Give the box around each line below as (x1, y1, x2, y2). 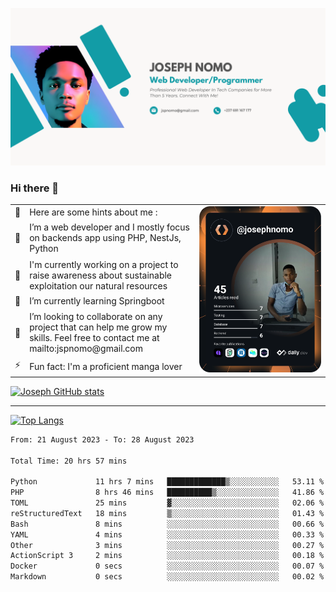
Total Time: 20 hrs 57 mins (10, 456, 128, 466)
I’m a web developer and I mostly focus (29, 221, 190, 233)
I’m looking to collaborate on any (29, 311, 163, 323)
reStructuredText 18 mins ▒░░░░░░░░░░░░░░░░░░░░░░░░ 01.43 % (10, 508, 325, 518)
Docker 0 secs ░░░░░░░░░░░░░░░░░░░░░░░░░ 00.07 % (10, 561, 325, 572)
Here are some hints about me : (29, 206, 158, 218)
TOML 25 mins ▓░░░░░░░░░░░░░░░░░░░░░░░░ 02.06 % (10, 498, 325, 508)
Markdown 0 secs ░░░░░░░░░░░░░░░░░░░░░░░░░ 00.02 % (10, 572, 325, 582)
